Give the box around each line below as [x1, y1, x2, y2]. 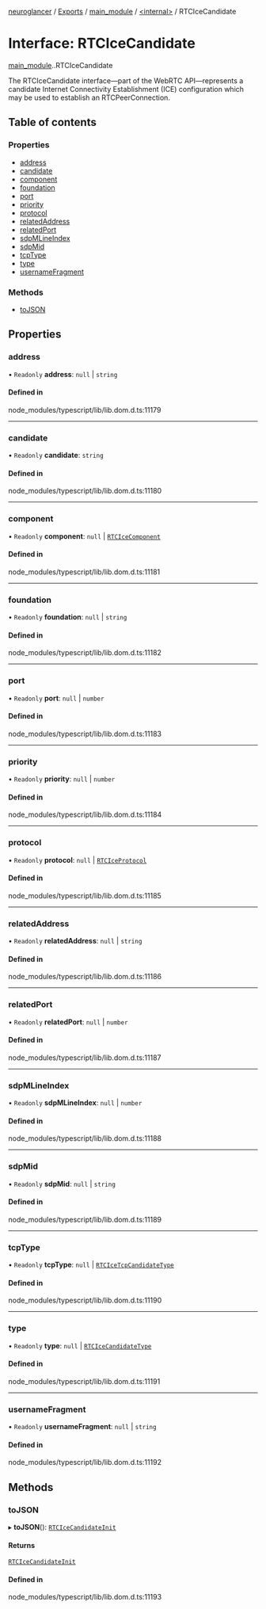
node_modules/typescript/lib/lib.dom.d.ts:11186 [8, 972, 162, 982]
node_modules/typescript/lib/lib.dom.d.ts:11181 [8, 566, 161, 577]
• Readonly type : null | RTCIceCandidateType [8, 1340, 152, 1350]
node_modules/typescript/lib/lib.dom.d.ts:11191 [8, 1376, 161, 1386]
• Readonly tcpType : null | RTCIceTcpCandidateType [8, 1260, 174, 1270]
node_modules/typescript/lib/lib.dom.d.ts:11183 [8, 729, 162, 738]
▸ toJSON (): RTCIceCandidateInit [8, 1523, 116, 1531]
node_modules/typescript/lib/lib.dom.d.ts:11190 [8, 1295, 162, 1306]
